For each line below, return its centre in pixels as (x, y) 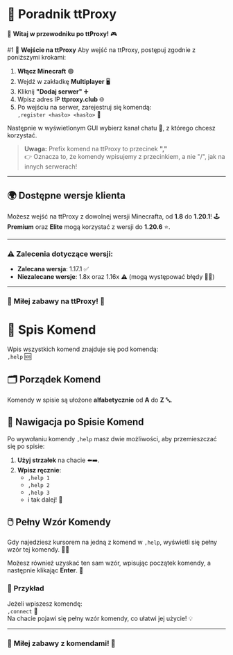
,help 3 (38, 493)
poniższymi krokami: (37, 57)
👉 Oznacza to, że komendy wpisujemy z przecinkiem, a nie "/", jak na (124, 156)
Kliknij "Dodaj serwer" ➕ (53, 91)
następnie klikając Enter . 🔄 (45, 570)
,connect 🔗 (23, 611)
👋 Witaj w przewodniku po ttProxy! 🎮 (62, 33)
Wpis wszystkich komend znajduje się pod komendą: (83, 349)
